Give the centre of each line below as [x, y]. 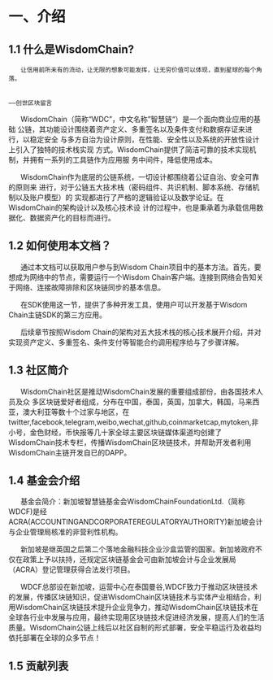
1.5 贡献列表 [39, 666]
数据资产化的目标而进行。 [72, 218]
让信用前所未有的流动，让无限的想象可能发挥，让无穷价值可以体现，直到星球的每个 [138, 70]
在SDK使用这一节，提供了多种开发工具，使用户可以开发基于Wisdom [134, 304]
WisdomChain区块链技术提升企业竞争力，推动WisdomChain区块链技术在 [136, 608]
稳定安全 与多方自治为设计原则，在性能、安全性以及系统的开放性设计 [145, 139]
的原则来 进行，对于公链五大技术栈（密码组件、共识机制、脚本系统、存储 [130, 187]
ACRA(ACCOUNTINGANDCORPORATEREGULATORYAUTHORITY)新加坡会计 [136, 522]
